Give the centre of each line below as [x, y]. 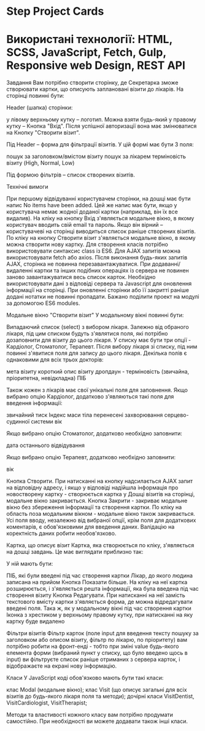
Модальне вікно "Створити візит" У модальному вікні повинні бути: [95, 315]
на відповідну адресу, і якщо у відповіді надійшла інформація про [92, 488]
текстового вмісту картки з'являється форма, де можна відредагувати [99, 602]
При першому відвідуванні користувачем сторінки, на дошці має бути [99, 199]
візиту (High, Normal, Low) [41, 163]
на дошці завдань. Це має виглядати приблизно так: [75, 552]
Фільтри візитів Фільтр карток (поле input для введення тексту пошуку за [102, 633]
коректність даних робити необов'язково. [61, 534]
